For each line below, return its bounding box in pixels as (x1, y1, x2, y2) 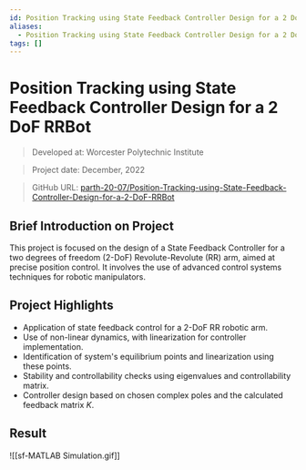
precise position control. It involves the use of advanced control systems (9, 261, 282, 272)
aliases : (9, 22, 43, 31)
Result (9, 425, 47, 442)
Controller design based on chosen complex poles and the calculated (22, 389, 284, 401)
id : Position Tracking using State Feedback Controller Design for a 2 (9, 13, 287, 23)
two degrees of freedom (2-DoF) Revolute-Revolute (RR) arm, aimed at (9, 252, 276, 262)
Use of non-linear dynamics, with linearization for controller (22, 332, 247, 342)
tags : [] (9, 38, 43, 48)
